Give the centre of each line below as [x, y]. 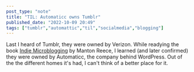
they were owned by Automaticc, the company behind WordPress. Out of [94, 57]
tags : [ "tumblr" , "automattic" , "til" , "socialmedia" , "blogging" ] [85, 28]
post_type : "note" [28, 11]
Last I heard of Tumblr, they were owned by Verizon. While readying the [93, 44]
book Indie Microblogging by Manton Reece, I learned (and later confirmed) [97, 51]
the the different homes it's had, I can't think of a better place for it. [87, 63]
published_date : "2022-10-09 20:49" [51, 22]
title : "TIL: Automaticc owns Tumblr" [53, 17]
